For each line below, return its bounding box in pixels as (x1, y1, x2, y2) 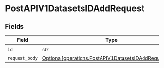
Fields (5, 22, 24, 31)
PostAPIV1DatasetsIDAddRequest (5, 3, 145, 14)
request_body (7, 55, 38, 61)
